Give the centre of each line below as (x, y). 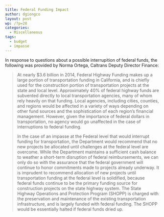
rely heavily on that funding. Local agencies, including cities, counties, (88, 100)
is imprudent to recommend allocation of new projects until (76, 172)
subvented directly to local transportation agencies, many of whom (85, 96)
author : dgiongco (23, 14)
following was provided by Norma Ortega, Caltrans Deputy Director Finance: (82, 65)
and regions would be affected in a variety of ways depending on (83, 106)
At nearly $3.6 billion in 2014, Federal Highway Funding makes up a (85, 74)
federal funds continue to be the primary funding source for (77, 183)
